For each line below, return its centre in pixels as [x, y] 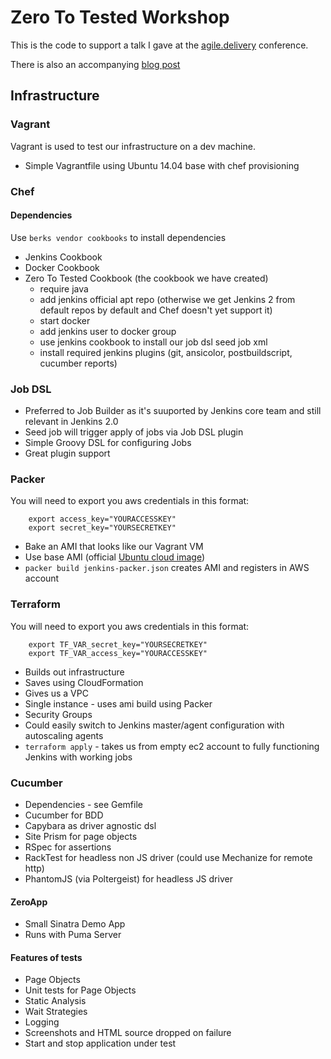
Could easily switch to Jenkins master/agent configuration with [154, 725]
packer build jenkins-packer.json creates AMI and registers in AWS [167, 568]
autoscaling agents [64, 735]
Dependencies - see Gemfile [83, 804]
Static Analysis [55, 1001]
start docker [65, 320]
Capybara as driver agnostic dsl [90, 825]
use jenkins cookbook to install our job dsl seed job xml [153, 342]
